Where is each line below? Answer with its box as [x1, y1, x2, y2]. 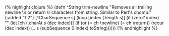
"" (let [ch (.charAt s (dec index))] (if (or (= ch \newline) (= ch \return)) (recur [5, 20, 164, 26]
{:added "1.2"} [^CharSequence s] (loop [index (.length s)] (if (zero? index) [5, 15, 159, 20]
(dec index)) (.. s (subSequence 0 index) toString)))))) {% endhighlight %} [5, 25, 158, 31]
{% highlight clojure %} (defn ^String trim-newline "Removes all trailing [5, 4, 152, 10]
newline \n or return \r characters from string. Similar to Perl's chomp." [5, 9, 152, 15]
